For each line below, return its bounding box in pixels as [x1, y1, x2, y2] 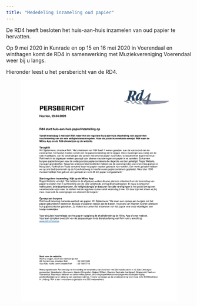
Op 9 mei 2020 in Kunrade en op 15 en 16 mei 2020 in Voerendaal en [6, 44, 173, 51]
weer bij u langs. [6, 57, 46, 64]
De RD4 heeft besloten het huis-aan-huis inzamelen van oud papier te [6, 27, 176, 34]
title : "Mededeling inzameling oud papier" [6, 9, 115, 15]
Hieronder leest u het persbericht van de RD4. [6, 68, 118, 75]
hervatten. [6, 32, 31, 40]
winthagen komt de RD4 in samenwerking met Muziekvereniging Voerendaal [6, 50, 192, 57]
